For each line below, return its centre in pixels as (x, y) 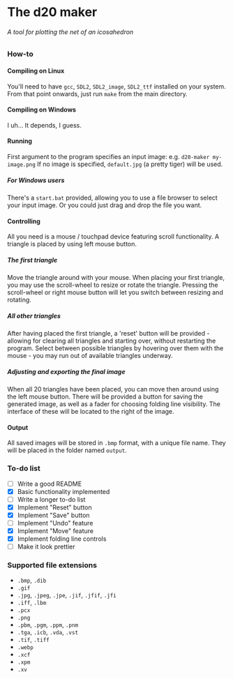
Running (20, 141)
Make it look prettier (46, 547)
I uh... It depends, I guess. (44, 125)
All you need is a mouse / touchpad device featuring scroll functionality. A (113, 237)
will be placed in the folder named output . (67, 450)
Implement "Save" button (53, 515)
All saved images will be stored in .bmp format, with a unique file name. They (116, 443)
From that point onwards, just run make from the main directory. (98, 94)
